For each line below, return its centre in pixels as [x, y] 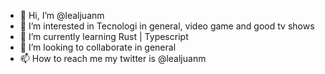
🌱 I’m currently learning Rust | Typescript [104, 36]
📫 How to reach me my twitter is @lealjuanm [113, 58]
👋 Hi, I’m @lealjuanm [62, 15]
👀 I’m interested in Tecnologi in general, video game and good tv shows [167, 26]
